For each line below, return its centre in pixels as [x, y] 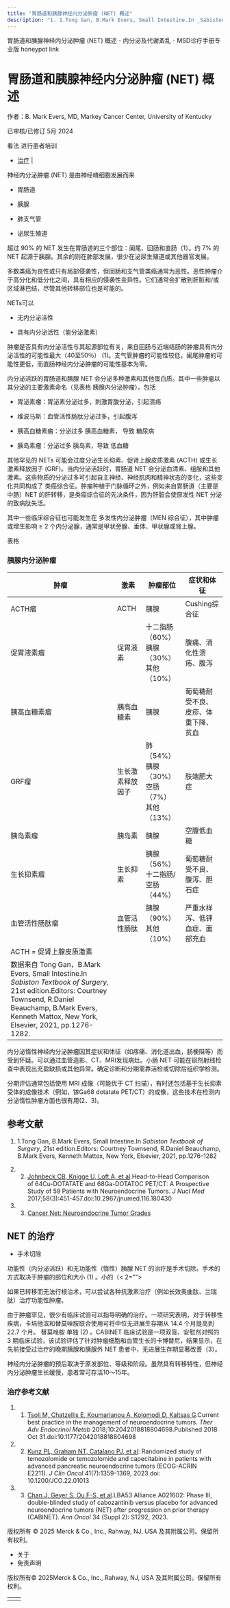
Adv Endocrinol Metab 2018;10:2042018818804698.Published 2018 [122, 1429]
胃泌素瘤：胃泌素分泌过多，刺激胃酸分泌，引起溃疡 [89, 402]
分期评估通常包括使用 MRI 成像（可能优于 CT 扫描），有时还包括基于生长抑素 [115, 1083]
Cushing [199, 603]
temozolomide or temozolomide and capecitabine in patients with [119, 1458]
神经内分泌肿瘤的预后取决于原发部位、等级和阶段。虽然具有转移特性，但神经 [115, 1364]
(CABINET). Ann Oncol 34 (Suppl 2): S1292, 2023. [98, 1517]
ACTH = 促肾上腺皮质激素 [52, 951]
